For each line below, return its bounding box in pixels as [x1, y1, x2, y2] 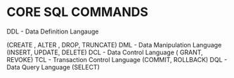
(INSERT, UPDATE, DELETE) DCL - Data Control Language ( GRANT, [6, 48, 203, 56]
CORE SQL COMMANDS [6, 4, 149, 20]
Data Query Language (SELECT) [6, 63, 100, 71]
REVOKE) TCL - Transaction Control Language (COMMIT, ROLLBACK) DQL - [6, 55, 228, 63]
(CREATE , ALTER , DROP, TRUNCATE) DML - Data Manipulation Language [6, 40, 222, 49]
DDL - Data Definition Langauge [6, 27, 99, 36]
